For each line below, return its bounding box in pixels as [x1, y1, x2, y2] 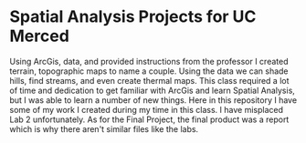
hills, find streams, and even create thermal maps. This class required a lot [9, 75, 290, 86]
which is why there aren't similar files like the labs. [9, 123, 199, 134]
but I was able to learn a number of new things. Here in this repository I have [9, 94, 298, 106]
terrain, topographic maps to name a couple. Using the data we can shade [9, 66, 290, 77]
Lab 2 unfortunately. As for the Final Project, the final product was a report [9, 114, 290, 125]
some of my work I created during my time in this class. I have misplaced [9, 104, 283, 115]
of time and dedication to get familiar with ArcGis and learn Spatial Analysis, [9, 85, 295, 96]
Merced [9, 26, 70, 46]
